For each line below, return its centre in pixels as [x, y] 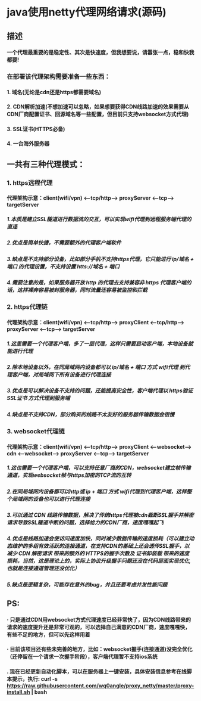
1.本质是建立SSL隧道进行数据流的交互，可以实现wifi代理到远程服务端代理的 [99, 219]
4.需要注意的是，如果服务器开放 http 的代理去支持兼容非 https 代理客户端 [97, 283]
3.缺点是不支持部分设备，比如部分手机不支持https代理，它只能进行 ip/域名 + [100, 259]
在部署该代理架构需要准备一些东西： [59, 77]
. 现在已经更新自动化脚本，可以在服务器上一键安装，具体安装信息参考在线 [97, 672]
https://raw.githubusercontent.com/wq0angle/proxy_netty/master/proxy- [100, 686]
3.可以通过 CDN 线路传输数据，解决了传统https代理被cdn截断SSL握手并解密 [100, 515]
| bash [39, 692]
